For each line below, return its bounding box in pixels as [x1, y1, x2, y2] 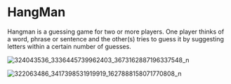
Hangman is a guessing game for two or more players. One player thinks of [7, 27, 225, 36]
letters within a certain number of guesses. [7, 42, 131, 50]
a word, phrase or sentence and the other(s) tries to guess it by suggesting [7, 34, 225, 43]
